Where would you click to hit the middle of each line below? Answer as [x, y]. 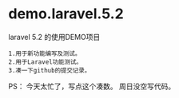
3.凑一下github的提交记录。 [50, 70]
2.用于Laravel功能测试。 [45, 62]
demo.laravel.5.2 [66, 14]
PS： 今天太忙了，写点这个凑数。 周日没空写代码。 [92, 86]
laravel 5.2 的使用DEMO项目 [54, 37]
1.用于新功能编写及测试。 [45, 53]
